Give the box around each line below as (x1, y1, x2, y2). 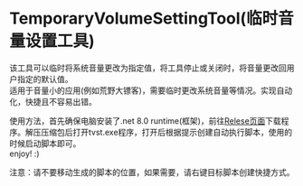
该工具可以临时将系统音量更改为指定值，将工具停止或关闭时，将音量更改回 (9, 62, 287, 73)
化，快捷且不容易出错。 (9, 96, 97, 107)
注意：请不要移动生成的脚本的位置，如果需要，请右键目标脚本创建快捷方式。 (9, 166, 295, 177)
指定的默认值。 (16, 73, 73, 84)
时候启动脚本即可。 (9, 137, 81, 149)
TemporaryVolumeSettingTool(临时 (9, 8, 279, 29)
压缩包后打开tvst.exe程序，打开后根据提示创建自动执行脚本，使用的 (40, 126, 293, 137)
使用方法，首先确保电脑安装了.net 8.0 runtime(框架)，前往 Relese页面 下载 (9, 115, 282, 126)
